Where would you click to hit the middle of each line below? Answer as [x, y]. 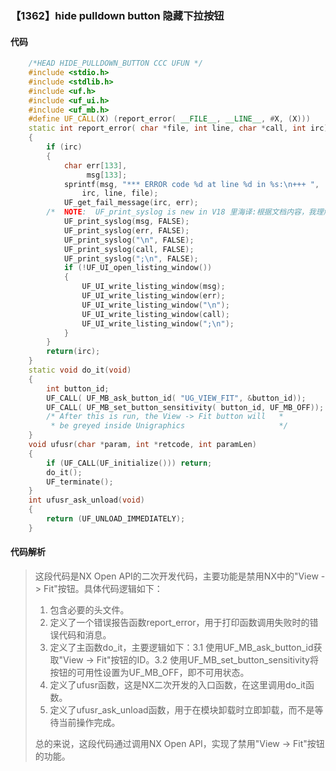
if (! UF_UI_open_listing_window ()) [138, 268]
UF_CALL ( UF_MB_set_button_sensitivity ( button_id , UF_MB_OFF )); [185, 407]
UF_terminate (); [80, 482]
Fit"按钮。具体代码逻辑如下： [103, 588]
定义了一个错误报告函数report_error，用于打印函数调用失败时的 [179, 622]
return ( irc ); [73, 352]
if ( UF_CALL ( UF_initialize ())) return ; [129, 463]
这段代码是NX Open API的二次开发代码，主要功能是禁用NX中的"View [176, 576]
